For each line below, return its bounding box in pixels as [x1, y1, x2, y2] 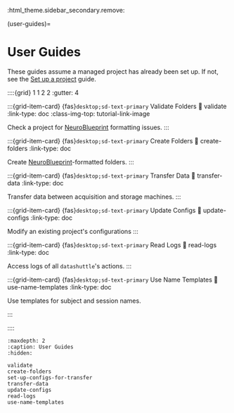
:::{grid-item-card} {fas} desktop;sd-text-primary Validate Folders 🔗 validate [7, 102, 227, 110]
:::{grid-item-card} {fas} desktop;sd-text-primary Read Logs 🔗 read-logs [7, 240, 217, 249]
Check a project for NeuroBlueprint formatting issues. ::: [7, 123, 170, 131]
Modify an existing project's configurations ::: [7, 227, 139, 235]
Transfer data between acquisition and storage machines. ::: [7, 192, 181, 201]
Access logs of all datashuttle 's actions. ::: [7, 261, 132, 270]
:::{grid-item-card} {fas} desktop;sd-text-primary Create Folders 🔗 [7, 136, 199, 145]
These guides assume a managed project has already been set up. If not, [7, 67, 219, 76]
